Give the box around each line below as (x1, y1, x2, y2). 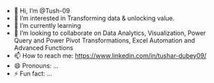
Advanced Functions (13, 44, 74, 52)
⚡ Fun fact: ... (13, 70, 52, 77)
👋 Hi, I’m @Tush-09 (13, 7, 70, 15)
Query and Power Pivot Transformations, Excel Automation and (13, 36, 195, 45)
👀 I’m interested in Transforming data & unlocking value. (13, 14, 175, 22)
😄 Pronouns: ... (13, 61, 59, 70)
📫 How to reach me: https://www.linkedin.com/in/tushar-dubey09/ (13, 52, 207, 59)
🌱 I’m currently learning (13, 22, 82, 29)
